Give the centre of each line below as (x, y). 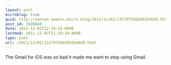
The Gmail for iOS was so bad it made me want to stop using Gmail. (76, 57)
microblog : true (22, 15)
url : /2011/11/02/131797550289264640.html (51, 43)
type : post (17, 38)
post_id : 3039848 (24, 24)
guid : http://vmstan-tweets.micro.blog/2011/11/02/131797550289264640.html (87, 19)
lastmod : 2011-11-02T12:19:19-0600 (43, 33)
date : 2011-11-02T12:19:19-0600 (39, 29)
